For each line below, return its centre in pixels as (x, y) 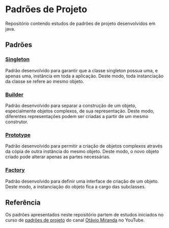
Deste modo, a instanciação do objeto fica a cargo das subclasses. (76, 186)
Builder (15, 94)
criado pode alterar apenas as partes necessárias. (58, 157)
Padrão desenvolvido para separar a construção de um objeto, (71, 105)
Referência (23, 202)
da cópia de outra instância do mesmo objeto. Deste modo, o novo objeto (82, 152)
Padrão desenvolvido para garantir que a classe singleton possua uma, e (81, 70)
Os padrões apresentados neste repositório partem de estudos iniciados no (84, 215)
